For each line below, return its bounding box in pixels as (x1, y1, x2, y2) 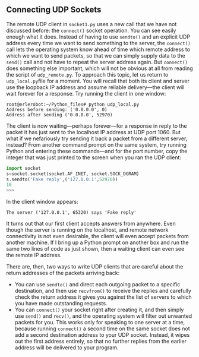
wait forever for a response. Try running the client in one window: (6, 90, 166, 97)
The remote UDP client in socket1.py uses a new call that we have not (6, 20, 177, 27)
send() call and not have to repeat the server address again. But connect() (6, 58, 188, 65)
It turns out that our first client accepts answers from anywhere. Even (6, 220, 176, 228)
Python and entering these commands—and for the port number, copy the (6, 147, 188, 154)
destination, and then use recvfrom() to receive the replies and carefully (14, 288, 192, 295)
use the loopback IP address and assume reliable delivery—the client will (6, 83, 185, 91)
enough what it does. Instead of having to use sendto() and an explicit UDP (6, 33, 191, 40)
